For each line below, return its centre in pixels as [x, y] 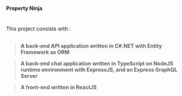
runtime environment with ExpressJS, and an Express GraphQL [99, 70]
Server [29, 76]
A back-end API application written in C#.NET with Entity [91, 46]
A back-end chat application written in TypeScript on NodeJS [97, 63]
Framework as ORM [45, 52]
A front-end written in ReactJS [58, 87]
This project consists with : [39, 29]
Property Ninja [24, 8]
